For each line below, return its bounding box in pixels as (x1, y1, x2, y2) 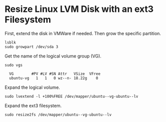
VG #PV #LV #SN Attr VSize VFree (9, 71, 100, 76)
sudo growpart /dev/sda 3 (4, 44, 58, 49)
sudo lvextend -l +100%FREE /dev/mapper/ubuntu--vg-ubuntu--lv (4, 94, 139, 99)
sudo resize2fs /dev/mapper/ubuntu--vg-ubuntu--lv (4, 112, 112, 117)
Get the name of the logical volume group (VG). (4, 53, 101, 59)
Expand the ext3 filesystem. (4, 103, 62, 109)
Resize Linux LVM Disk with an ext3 (4, 3, 154, 15)
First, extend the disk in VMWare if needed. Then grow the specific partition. (4, 30, 161, 36)
